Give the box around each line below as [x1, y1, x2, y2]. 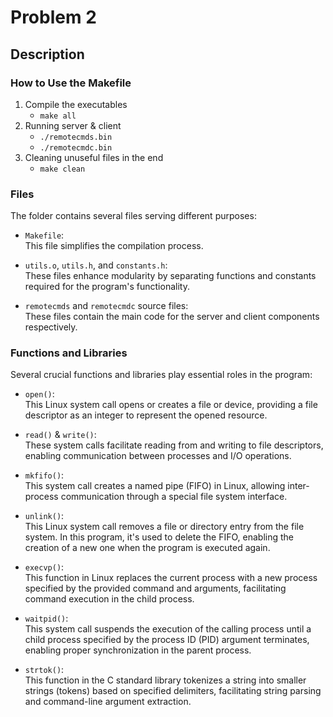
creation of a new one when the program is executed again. [24, 542, 271, 554]
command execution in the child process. [24, 593, 195, 605]
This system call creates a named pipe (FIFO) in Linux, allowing [24, 480, 286, 492]
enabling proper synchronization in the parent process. [24, 644, 252, 656]
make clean [39, 164, 86, 174]
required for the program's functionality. [24, 281, 190, 293]
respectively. [24, 321, 78, 333]
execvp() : [24, 561, 65, 573]
